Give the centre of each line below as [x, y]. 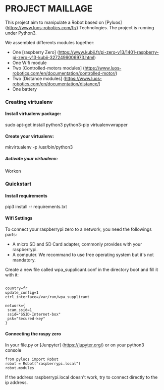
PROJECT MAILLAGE [49, 9]
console [13, 350]
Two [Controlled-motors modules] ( [49, 68]
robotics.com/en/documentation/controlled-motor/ [64, 73]
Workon [13, 171]
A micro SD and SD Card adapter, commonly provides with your [77, 244]
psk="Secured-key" [26, 319]
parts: [11, 234]
